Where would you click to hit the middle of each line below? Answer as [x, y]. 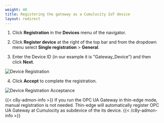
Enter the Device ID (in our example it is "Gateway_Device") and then [81, 57]
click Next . [23, 62]
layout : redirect [23, 19]
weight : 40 [16, 10]
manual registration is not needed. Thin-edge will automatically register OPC [82, 105]
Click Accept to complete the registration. [54, 81]
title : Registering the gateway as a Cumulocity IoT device [68, 14]
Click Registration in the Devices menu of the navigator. [69, 33]
